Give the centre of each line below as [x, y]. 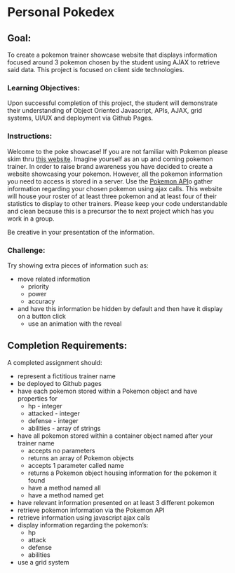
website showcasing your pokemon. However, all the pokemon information [115, 174]
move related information [54, 279]
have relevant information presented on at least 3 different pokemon [116, 502]
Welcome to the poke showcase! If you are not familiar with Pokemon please [117, 151]
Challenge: [26, 250]
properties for [37, 398]
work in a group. [31, 219]
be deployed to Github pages [59, 383]
